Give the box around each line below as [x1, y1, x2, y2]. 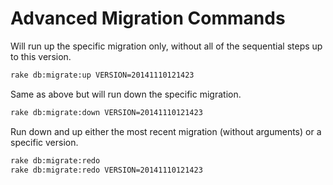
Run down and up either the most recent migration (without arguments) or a [10, 125, 322, 137]
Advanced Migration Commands [10, 7, 286, 30]
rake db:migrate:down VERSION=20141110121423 [10, 107, 203, 117]
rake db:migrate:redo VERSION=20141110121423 [10, 165, 203, 175]
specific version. [10, 136, 79, 148]
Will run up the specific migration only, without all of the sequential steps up [10, 40, 323, 52]
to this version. [10, 50, 72, 62]
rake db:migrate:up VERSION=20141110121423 [10, 70, 195, 80]
